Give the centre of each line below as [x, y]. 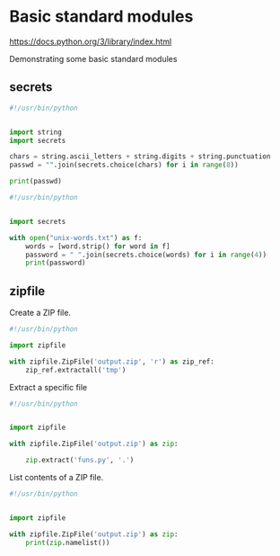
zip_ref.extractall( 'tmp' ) [76, 370]
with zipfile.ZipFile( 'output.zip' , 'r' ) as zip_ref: [112, 362]
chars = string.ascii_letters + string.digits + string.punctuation [140, 157]
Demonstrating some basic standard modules [93, 58]
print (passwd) [36, 182]
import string [36, 132]
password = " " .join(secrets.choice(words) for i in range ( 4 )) [146, 255]
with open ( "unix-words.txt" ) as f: [76, 238]
